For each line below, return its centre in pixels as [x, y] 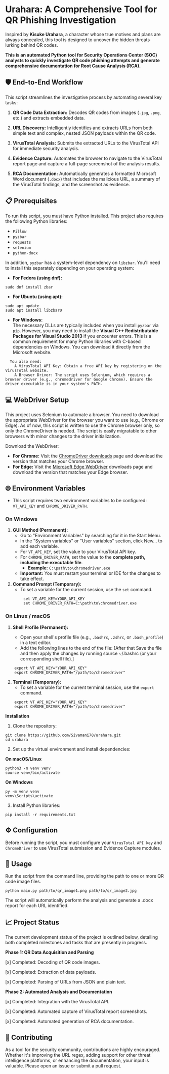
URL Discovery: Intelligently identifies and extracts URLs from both [82, 128]
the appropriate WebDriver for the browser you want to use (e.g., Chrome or [85, 420]
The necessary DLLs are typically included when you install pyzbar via [86, 325]
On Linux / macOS [28, 616]
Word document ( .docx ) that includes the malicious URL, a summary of [86, 179]
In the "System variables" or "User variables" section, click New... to [91, 541]
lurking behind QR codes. [32, 45]
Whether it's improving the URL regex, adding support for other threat [78, 1055]
